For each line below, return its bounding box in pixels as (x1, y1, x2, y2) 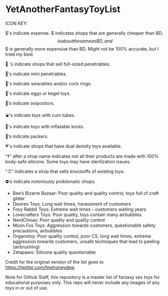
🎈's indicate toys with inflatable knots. (5, 123, 85, 129)
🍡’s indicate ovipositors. (5, 100, 55, 106)
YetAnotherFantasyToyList (5, 4, 120, 15)
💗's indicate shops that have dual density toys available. (5, 143, 122, 149)
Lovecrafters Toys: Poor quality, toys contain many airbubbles (12, 211, 142, 218)
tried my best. (5, 51, 34, 57)
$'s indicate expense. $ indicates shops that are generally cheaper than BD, (5, 30, 163, 36)
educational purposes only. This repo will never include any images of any (5, 279, 160, 285)
